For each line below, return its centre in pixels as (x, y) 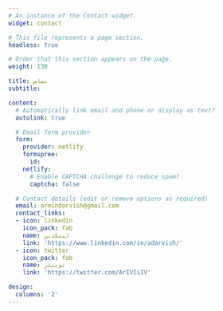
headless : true (33, 45)
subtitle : (25, 89)
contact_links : (41, 213)
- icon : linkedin (44, 221)
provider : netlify (53, 147)
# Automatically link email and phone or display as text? (115, 110)
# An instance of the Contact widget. (72, 16)
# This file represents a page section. (76, 37)
